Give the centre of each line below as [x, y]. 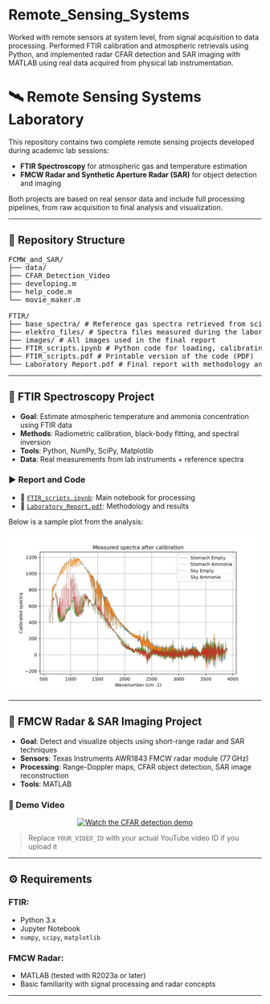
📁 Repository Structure [67, 241]
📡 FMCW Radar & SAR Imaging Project [105, 722]
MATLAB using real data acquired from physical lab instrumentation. [121, 63]
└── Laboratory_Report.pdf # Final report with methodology [129, 364]
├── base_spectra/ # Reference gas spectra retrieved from [127, 324]
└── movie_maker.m [45, 299]
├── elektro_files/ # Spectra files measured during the [123, 332]
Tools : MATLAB [46, 784]
